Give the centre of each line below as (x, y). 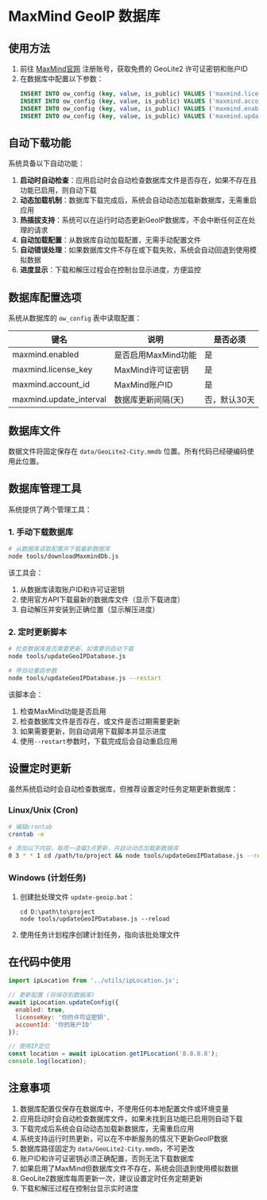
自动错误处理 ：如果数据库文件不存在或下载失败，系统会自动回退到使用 (135, 250)
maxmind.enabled (46, 355)
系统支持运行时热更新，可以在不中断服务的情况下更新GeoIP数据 (124, 1138)
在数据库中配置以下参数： (62, 79)
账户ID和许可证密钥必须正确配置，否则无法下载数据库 (107, 1158)
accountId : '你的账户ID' (54, 1025)
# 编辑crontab (31, 827)
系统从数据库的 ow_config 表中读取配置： (75, 318)
